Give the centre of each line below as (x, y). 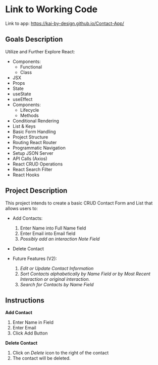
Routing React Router (35, 142)
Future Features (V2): (35, 258)
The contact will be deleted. (41, 358)
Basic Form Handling (34, 131)
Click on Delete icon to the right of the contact (61, 353)
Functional (31, 67)
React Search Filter (32, 169)
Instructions (25, 300)
